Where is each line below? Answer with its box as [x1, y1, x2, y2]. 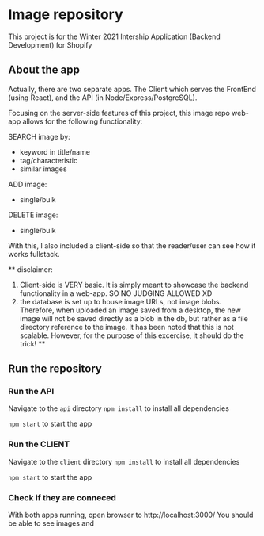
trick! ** [19, 339, 46, 348]
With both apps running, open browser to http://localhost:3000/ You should [8, 510, 254, 520]
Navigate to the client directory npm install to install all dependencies [8, 457, 240, 466]
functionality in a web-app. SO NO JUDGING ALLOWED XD [19, 288, 213, 298]
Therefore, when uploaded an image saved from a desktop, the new [19, 305, 241, 315]
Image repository [8, 6, 124, 24]
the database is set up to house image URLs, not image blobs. [19, 297, 222, 306]
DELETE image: [8, 210, 58, 220]
